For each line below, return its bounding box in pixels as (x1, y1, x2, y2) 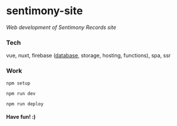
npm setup (6, 80, 31, 86)
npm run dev (6, 91, 36, 96)
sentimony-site (6, 4, 83, 18)
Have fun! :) (6, 114, 36, 121)
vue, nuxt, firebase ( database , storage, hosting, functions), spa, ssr (6, 52, 171, 59)
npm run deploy (6, 101, 44, 107)
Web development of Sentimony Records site (6, 24, 117, 31)
